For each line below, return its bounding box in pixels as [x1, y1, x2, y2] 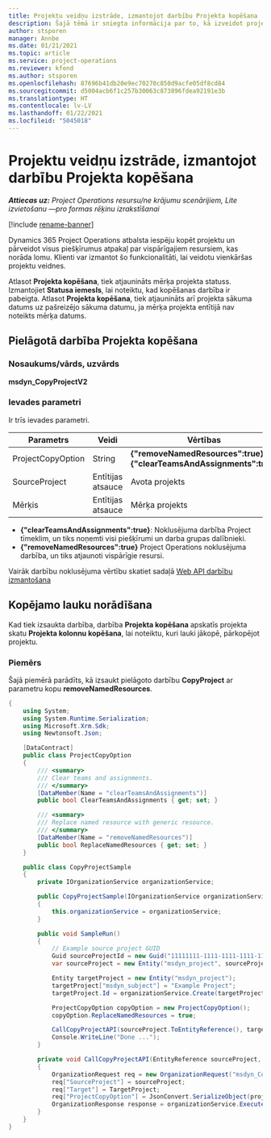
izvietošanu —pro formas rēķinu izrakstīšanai [8, 203, 160, 214]
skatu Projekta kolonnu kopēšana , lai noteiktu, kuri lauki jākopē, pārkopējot [8, 628, 260, 638]
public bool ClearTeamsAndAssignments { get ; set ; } [37, 796, 219, 805]
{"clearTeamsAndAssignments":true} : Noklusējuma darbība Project [19, 525, 252, 535]
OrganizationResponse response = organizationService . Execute [51, 1100, 265, 1109]
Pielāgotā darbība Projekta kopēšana [8, 334, 198, 348]
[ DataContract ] [23, 744, 74, 752]
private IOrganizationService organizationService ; [37, 878, 215, 886]
